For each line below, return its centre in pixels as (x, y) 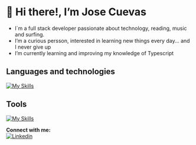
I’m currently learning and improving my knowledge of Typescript (94, 53)
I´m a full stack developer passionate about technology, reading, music (101, 28)
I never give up (33, 47)
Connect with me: (29, 130)
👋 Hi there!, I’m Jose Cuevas (76, 12)
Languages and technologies (61, 72)
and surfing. (30, 34)
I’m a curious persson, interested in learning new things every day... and (102, 41)
